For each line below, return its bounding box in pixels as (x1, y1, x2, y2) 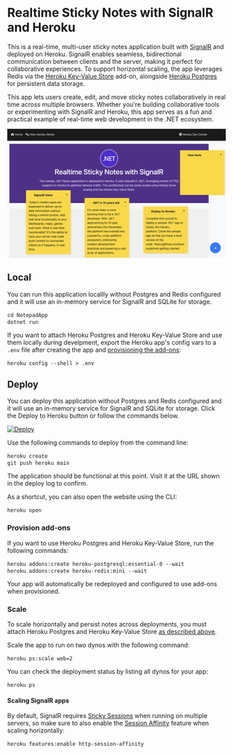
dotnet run (7, 318, 39, 325)
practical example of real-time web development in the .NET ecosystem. (7, 114, 214, 123)
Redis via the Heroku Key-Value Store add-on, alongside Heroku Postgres (7, 71, 217, 80)
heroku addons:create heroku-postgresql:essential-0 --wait (7, 560, 185, 567)
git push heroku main (7, 460, 70, 467)
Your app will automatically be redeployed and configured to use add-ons (7, 579, 217, 588)
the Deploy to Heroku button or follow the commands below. (7, 411, 179, 420)
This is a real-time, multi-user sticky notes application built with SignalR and (7, 42, 224, 51)
